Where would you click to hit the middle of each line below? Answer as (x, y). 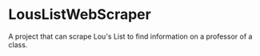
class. (18, 44)
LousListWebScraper (80, 15)
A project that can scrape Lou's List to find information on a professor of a (130, 36)
